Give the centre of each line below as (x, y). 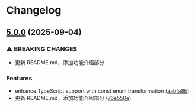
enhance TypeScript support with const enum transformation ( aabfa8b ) (102, 91)
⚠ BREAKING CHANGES (42, 49)
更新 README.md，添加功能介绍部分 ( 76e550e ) (73, 98)
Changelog (34, 10)
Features (19, 78)
